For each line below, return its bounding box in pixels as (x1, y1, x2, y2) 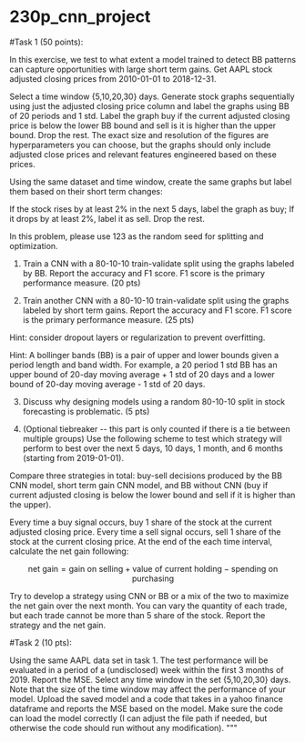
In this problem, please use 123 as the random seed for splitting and (9, 230, 264, 242)
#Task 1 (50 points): (9, 36, 84, 47)
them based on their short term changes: (9, 185, 164, 196)
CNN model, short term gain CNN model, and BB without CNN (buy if (9, 479, 269, 490)
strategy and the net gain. (9, 619, 107, 630)
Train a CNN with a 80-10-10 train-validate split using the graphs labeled (22, 257, 294, 269)
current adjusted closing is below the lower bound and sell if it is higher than (9, 489, 296, 500)
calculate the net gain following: (9, 546, 129, 556)
